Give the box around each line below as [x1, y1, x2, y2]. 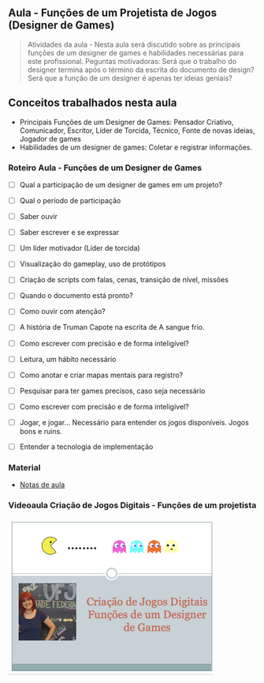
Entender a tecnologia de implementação [19, 442, 154, 451]
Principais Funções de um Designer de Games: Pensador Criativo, [19, 117, 234, 126]
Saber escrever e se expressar [19, 228, 120, 237]
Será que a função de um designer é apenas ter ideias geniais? [27, 73, 232, 82]
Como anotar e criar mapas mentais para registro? [19, 370, 184, 379]
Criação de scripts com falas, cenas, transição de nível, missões [19, 275, 229, 285]
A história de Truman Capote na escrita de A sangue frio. [19, 323, 205, 332]
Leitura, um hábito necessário [19, 354, 117, 364]
